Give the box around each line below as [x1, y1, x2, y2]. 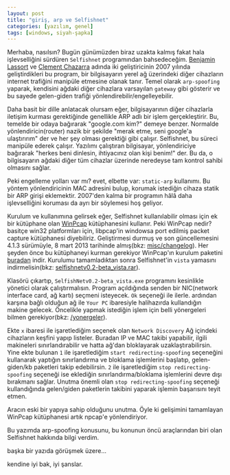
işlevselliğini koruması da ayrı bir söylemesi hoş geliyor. [7, 199, 163, 207]
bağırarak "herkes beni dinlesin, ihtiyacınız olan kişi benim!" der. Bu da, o [7, 149, 213, 157]
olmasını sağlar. [7, 164, 51, 172]
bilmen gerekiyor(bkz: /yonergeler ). [7, 313, 108, 322]
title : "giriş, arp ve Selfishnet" [7, 16, 109, 23]
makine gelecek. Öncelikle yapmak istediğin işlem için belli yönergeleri [7, 306, 207, 314]
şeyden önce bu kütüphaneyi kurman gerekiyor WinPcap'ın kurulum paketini [7, 249, 223, 257]
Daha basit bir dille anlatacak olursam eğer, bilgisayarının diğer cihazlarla [7, 105, 214, 113]
